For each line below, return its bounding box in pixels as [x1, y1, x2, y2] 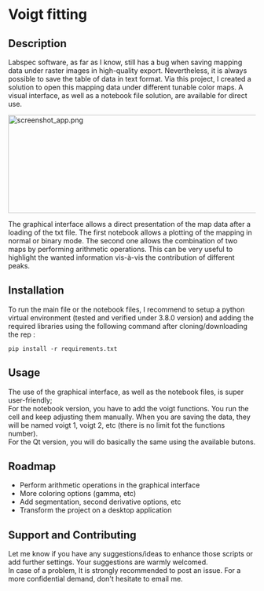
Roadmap [8, 460, 57, 473]
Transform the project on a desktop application [19, 505, 172, 515]
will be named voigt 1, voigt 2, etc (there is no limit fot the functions [8, 420, 225, 429]
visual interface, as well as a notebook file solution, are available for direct [8, 91, 247, 100]
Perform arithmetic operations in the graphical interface [19, 480, 200, 490]
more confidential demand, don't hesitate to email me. [8, 575, 183, 584]
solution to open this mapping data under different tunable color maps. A [8, 82, 244, 92]
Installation [8, 284, 64, 297]
